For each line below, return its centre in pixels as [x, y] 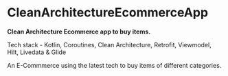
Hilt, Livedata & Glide [37, 52]
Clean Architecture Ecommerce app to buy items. [79, 31]
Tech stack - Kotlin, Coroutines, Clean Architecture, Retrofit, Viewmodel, [109, 45]
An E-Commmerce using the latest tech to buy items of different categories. [114, 65]
